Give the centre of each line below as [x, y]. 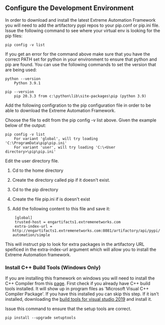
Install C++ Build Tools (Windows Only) [53, 267]
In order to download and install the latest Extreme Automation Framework [81, 20]
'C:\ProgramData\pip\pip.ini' [36, 143]
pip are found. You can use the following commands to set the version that [81, 64]
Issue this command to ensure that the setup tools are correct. [68, 309]
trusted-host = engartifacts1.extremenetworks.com [67, 222]
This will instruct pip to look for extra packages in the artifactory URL [75, 244]
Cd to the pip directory [35, 189]
